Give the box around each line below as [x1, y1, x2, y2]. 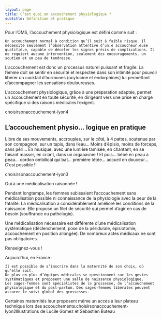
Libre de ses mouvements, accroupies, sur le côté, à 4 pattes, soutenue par [5, 136, 156, 142]
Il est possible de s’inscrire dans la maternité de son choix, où [5, 264, 144, 269]
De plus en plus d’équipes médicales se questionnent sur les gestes [5, 273, 148, 278]
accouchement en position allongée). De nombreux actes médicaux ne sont [5, 230, 156, 236]
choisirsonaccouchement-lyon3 [5, 171, 69, 177]
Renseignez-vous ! [5, 245, 43, 251]
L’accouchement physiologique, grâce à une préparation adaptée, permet [5, 89, 151, 95]
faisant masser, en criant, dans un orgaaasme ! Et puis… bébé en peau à [5, 152, 149, 158]
